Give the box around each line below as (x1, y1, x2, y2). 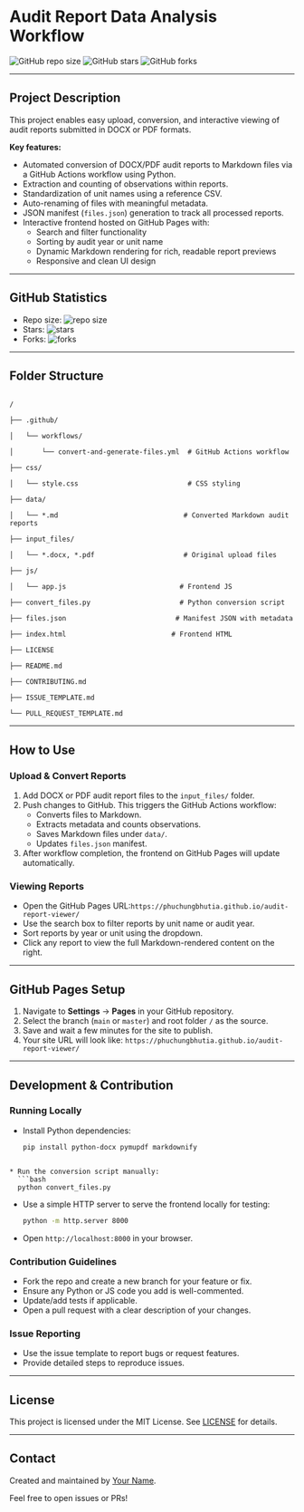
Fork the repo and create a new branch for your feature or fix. (22, 1276, 252, 1286)
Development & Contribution (9, 1077, 174, 1093)
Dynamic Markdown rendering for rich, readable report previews (35, 246, 277, 256)
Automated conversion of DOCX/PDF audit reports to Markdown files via (22, 159, 293, 169)
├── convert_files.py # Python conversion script (9, 598, 285, 608)
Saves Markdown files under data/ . (35, 829, 167, 840)
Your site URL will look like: (22, 1035, 124, 1045)
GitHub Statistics (9, 290, 108, 305)
